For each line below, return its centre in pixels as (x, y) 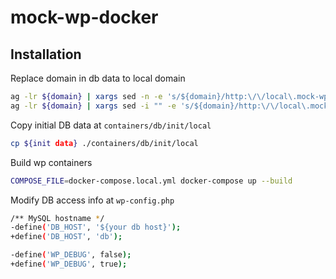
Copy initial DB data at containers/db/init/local (111, 125)
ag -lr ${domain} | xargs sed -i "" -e (93, 106)
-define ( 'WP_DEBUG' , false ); (71, 255)
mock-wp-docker (84, 17)
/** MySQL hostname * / (57, 218)
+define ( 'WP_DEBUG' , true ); (69, 264)
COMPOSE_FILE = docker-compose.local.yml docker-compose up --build (151, 181)
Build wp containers (51, 162)
